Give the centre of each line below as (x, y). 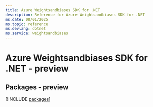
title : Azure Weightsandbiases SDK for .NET (53, 10)
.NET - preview (37, 69)
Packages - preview (37, 87)
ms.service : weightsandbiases (37, 33)
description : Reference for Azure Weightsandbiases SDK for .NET (75, 15)
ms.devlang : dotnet (26, 29)
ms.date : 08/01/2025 (27, 19)
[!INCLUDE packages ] (28, 99)
